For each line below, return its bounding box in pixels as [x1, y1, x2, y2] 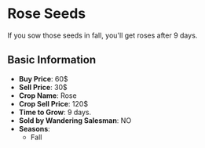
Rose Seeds [7, 5, 86, 23]
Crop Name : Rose [18, 91, 77, 100]
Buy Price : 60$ [18, 74, 68, 83]
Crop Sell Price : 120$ [18, 99, 88, 108]
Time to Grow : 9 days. [18, 107, 92, 117]
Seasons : [18, 124, 50, 133]
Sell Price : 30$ [18, 82, 68, 92]
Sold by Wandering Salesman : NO [18, 115, 132, 125]
